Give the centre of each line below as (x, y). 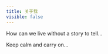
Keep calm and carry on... (37, 45)
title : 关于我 (22, 11)
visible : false (25, 17)
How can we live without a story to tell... (54, 33)
